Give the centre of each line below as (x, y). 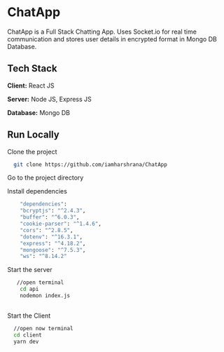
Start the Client (29, 316)
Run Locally (33, 135)
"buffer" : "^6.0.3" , (50, 217)
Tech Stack (32, 68)
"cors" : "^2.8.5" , (47, 230)
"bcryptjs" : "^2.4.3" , (53, 211)
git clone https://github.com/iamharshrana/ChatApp (91, 164)
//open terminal (40, 283)
